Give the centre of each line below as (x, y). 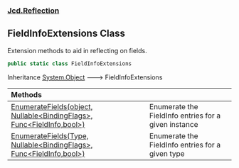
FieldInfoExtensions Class (67, 34)
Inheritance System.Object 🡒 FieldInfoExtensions (85, 77)
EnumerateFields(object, (52, 106)
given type (167, 153)
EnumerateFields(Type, (50, 135)
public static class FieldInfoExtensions (70, 63)
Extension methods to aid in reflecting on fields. (77, 50)
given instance (174, 124)
